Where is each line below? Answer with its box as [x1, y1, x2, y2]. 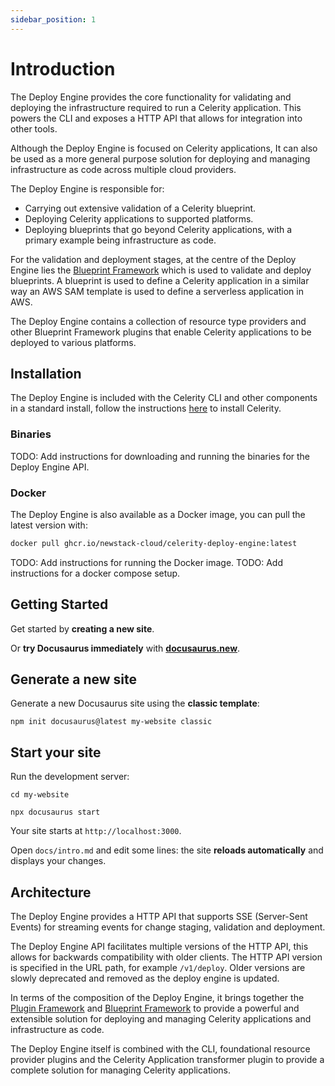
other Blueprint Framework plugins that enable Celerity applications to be [10, 326, 312, 338]
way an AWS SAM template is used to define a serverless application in [10, 285, 304, 297]
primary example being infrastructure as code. [24, 234, 217, 246]
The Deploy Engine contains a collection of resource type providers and [10, 315, 307, 327]
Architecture [10, 884, 92, 901]
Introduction [10, 57, 116, 80]
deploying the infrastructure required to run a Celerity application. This [10, 101, 302, 113]
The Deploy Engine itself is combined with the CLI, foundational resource [10, 1043, 311, 1055]
